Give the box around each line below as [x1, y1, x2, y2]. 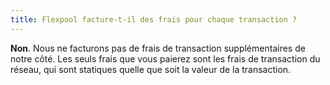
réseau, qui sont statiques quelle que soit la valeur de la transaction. [10, 63, 292, 75]
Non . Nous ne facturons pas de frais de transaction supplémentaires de [10, 42, 306, 54]
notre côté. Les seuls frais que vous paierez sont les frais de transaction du [10, 52, 321, 65]
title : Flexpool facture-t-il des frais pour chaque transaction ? [10, 14, 298, 25]
